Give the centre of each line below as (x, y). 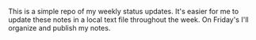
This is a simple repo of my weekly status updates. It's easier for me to (124, 11)
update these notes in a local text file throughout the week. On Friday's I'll (128, 20)
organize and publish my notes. (59, 28)
